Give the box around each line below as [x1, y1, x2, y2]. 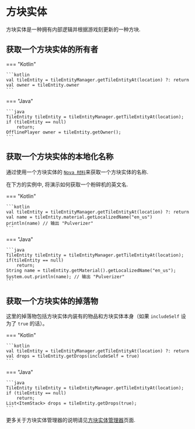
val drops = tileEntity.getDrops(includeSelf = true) [6, 354, 140, 359]
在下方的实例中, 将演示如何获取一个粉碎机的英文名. [6, 181, 128, 188]
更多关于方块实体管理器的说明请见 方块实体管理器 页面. [6, 417, 136, 424]
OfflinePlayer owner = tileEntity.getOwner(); [6, 129, 121, 135]
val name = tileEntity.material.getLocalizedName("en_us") [6, 214, 153, 220]
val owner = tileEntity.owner [6, 82, 80, 88]
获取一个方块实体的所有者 [6, 44, 98, 54]
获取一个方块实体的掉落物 [6, 296, 98, 306]
